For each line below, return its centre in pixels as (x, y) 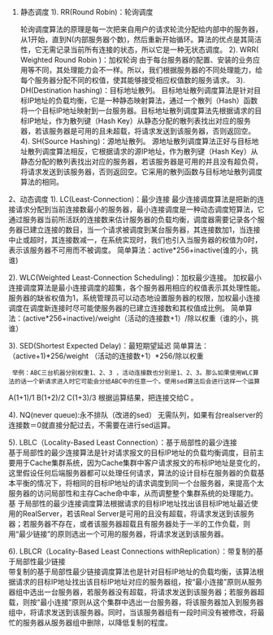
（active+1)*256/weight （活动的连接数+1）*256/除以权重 (106, 356)
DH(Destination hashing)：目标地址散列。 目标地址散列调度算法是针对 (137, 90)
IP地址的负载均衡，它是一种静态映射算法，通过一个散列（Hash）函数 (143, 101)
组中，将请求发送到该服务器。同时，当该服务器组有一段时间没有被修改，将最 (136, 612)
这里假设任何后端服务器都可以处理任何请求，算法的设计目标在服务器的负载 (133, 473)
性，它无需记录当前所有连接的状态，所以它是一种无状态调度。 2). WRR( (139, 50)
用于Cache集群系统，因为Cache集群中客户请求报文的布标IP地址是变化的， (140, 463)
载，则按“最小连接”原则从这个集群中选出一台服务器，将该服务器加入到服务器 (136, 602)
